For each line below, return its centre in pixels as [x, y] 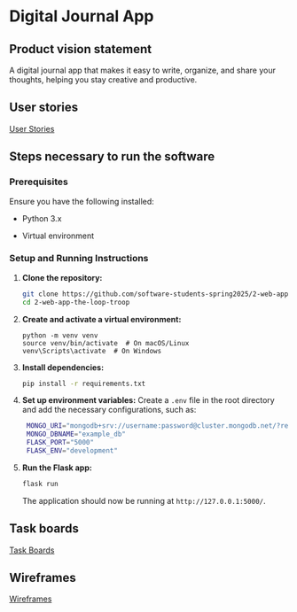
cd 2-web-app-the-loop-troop [76, 302]
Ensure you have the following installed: [82, 201]
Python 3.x [42, 218]
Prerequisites [39, 182]
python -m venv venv [60, 335]
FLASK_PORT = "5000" [60, 443]
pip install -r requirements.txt [84, 383]
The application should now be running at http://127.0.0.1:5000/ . [144, 500]
